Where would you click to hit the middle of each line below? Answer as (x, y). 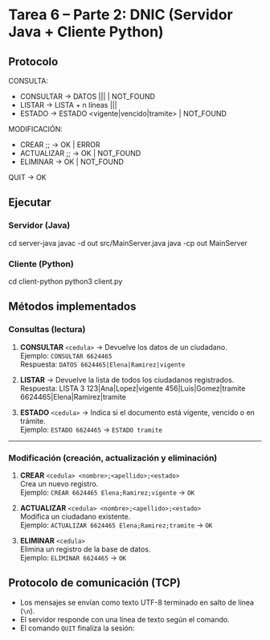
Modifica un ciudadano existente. (75, 516)
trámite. (33, 421)
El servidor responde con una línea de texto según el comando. (125, 619)
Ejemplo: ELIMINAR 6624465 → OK (73, 557)
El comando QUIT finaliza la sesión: (77, 628)
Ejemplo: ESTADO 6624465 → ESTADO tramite (91, 429)
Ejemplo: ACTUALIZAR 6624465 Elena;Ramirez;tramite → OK (116, 525)
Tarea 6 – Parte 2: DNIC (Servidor (121, 15)
